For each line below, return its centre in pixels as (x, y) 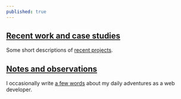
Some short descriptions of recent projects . (60, 50)
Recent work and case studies (63, 36)
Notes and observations (52, 69)
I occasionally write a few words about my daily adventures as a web (90, 83)
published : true (26, 12)
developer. (19, 89)
